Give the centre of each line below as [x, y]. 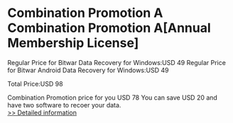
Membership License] [73, 43]
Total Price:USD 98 [35, 83]
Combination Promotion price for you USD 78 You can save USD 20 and [113, 98]
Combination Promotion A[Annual [109, 28]
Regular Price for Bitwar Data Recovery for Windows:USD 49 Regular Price [116, 62]
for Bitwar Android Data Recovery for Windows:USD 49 [88, 70]
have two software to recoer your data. [64, 105]
